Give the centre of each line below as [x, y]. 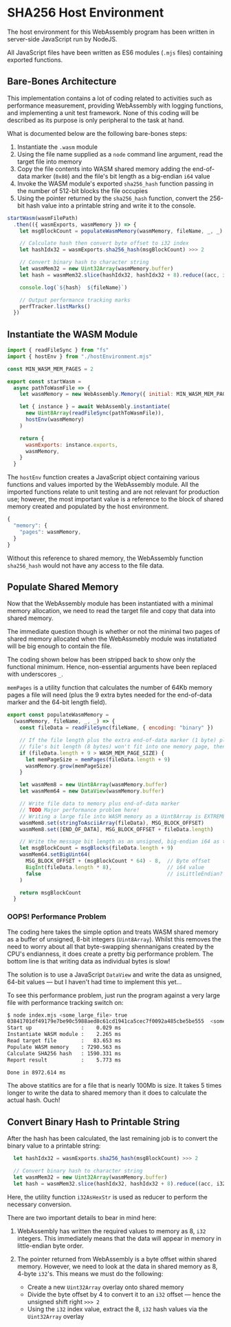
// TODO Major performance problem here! [79, 810]
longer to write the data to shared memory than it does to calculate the [107, 1093]
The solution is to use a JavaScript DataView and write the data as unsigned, [114, 975]
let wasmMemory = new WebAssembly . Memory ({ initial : [97, 395]
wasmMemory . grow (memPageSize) [68, 766]
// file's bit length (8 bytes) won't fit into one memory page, [115, 746]
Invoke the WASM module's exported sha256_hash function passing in [115, 183]
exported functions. [35, 59]
